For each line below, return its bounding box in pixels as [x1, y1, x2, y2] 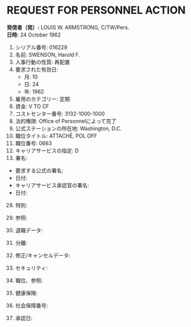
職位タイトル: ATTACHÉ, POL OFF [15, 132, 98, 139]
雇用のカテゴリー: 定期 [15, 95, 70, 102]
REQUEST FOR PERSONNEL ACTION [6, 4, 186, 17]
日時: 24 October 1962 [6, 31, 61, 38]
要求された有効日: [15, 66, 58, 73]
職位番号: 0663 [15, 139, 52, 146]
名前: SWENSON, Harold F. [15, 51, 81, 58]
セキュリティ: [15, 264, 48, 272]
